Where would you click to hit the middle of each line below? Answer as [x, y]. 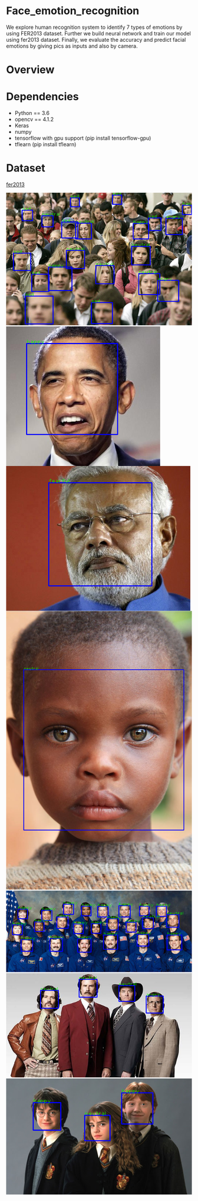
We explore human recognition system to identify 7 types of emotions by [94, 27]
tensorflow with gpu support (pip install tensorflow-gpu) [83, 138]
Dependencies [42, 97]
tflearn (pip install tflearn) [45, 144]
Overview [30, 70]
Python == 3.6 [32, 113]
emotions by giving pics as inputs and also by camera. [72, 46]
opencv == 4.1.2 [34, 120]
